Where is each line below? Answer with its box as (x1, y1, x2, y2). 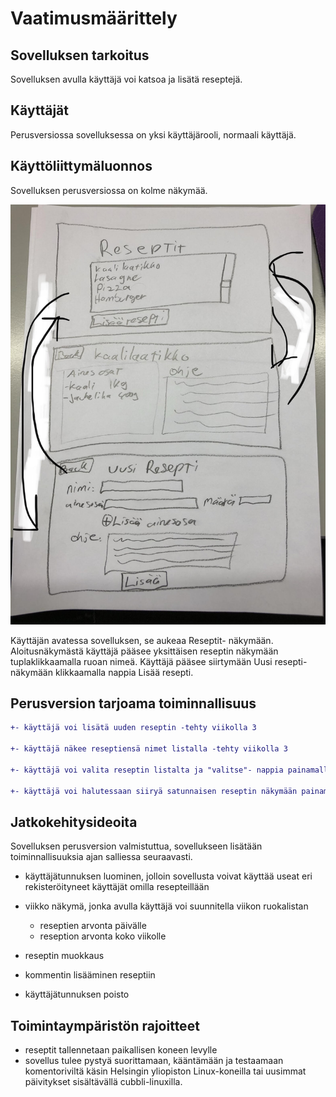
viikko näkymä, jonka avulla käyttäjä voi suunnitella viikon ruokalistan (24, 900, 309, 912)
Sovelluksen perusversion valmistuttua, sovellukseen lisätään (10, 840, 263, 852)
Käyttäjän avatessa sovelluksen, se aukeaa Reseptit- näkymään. (10, 634, 274, 646)
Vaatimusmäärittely (10, 7, 178, 30)
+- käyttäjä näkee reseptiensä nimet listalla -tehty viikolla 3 (10, 744, 288, 754)
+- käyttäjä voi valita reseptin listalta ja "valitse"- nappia (10, 765, 284, 775)
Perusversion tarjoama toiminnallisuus (10, 695, 257, 712)
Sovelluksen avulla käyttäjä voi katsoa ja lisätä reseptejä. (10, 73, 243, 85)
